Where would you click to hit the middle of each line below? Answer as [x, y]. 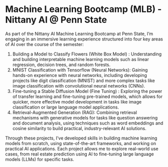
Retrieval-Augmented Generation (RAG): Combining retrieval [74, 112]
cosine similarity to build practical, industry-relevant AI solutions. [79, 128]
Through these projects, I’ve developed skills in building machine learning [81, 138]
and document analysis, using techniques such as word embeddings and [88, 123]
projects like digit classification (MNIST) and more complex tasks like [84, 80]
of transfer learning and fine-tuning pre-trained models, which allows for [88, 96]
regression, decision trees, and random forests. [61, 64]
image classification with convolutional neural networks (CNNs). [79, 85]
